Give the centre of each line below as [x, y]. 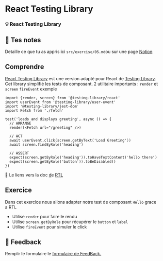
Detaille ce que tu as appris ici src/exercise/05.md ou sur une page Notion [79, 52]
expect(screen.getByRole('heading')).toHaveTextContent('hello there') [83, 157]
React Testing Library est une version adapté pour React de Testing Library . [81, 78]
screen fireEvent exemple [31, 89]
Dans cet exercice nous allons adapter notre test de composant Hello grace [81, 202]
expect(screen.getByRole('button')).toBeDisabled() [63, 161]
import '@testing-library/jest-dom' [42, 106]
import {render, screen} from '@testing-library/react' [63, 98]
